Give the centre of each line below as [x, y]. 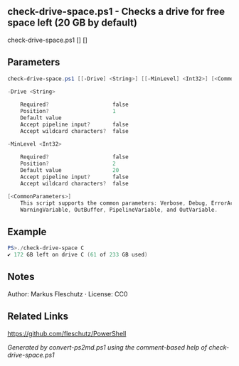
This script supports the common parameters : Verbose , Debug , [114, 203]
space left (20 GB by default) [72, 23]
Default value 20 [70, 171]
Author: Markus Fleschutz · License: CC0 [68, 294]
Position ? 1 [68, 112]
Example [27, 231]
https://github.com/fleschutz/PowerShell [67, 333]
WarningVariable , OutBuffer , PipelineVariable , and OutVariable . [119, 210]
